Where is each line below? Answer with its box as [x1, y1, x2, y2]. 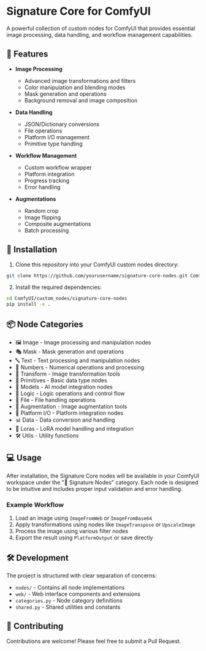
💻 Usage [6, 453, 42, 463]
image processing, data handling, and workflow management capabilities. [6, 31, 193, 38]
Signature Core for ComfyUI [6, 4, 151, 18]
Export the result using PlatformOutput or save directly [15, 534, 153, 541]
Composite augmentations [24, 220, 91, 228]
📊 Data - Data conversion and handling [15, 416, 115, 423]
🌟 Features [6, 49, 48, 60]
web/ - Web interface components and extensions [15, 590, 141, 598]
